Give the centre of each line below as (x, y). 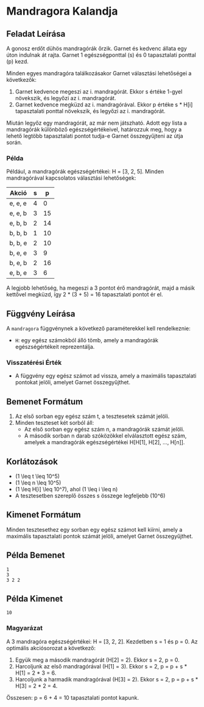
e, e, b (18, 213)
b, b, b (18, 233)
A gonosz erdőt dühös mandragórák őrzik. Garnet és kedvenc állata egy (97, 48)
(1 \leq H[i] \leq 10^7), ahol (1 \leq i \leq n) (66, 489)
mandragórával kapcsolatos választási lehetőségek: (71, 178)
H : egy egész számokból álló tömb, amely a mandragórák (86, 340)
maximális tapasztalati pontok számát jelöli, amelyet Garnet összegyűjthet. (100, 536)
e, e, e (18, 203)
